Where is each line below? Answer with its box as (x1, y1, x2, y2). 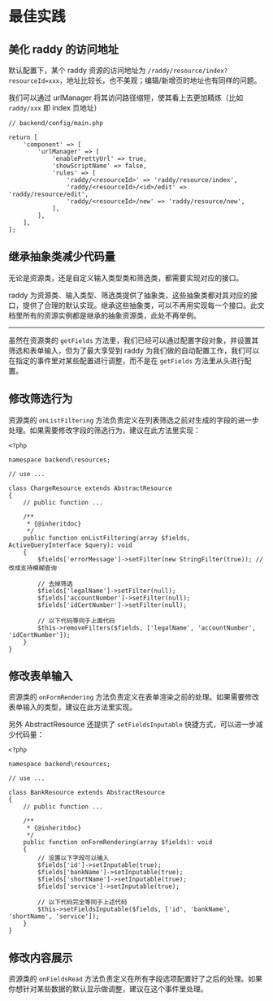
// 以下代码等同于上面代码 (37, 617, 115, 625)
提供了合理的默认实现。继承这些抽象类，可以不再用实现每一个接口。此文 (22, 300, 265, 310)
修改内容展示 (8, 951, 73, 964)
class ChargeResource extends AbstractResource (8, 484, 173, 492)
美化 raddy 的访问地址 (8, 42, 119, 56)
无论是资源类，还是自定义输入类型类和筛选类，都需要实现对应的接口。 (8, 273, 244, 283)
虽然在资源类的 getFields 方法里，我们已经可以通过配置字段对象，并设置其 (8, 335, 259, 345)
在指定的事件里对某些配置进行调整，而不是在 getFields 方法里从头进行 (8, 355, 245, 366)
